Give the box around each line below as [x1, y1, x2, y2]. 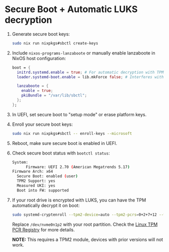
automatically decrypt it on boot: [12, 202, 80, 208]
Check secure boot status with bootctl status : [12, 150, 110, 156]
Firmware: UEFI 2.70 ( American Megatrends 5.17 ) [25, 164, 130, 170]
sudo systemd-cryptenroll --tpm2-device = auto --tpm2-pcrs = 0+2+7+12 [12, 212, 157, 217]
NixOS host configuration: [12, 55, 66, 61]
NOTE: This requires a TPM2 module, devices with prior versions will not [12, 236, 163, 242]
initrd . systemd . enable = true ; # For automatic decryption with [17, 70, 155, 75]
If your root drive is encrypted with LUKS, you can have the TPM [12, 197, 146, 203]
